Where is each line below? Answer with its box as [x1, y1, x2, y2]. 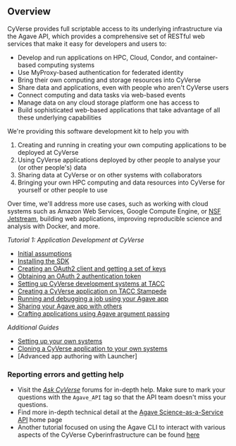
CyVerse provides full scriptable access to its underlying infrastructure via [7, 24, 223, 33]
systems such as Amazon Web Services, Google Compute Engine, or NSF [7, 206, 222, 215]
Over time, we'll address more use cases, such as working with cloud [7, 199, 209, 208]
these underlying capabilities [17, 113, 102, 122]
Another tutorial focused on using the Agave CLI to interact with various [17, 423, 226, 432]
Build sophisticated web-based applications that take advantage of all [17, 105, 221, 114]
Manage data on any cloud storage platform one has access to [17, 98, 199, 107]
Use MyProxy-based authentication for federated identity [17, 68, 184, 76]
